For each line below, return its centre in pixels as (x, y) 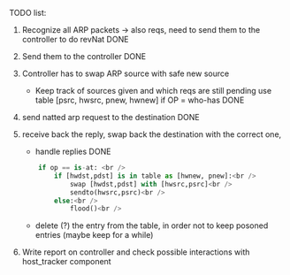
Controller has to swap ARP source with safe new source (126, 73)
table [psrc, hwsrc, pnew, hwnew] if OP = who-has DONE (140, 100)
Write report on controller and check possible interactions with (136, 252)
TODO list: (28, 13)
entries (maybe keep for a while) (94, 235)
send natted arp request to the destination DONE (111, 117)
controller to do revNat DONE (75, 39)
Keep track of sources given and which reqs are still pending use (153, 91)
